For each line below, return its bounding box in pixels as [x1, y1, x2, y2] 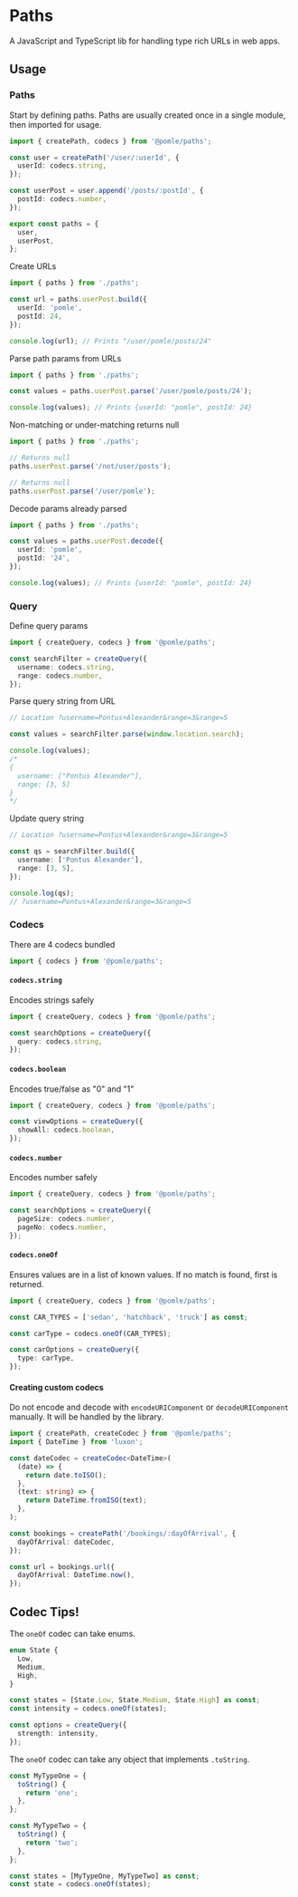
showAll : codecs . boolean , [17, 1125, 116, 1135]
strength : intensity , [17, 1729, 99, 1738]
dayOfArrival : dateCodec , [17, 1537, 116, 1546]
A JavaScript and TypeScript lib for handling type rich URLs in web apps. [9, 35, 281, 46]
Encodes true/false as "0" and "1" [9, 1083, 135, 1094]
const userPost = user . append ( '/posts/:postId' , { [9, 187, 204, 196]
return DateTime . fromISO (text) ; [25, 1496, 147, 1505]
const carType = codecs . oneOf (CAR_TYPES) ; [9, 1329, 172, 1338]
